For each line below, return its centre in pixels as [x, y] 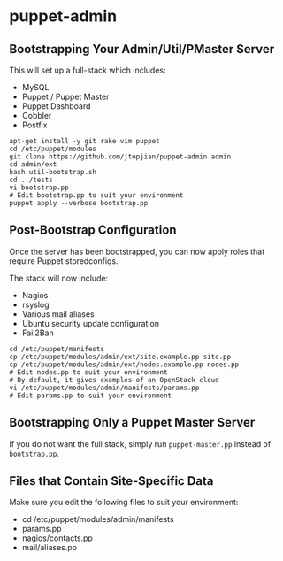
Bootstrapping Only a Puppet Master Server [132, 423]
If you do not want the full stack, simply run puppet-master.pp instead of [140, 443]
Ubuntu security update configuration [91, 323]
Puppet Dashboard [56, 106]
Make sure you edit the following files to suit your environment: [124, 503]
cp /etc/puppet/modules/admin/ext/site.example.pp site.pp [120, 357]
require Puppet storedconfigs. [64, 261]
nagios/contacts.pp [57, 538]
